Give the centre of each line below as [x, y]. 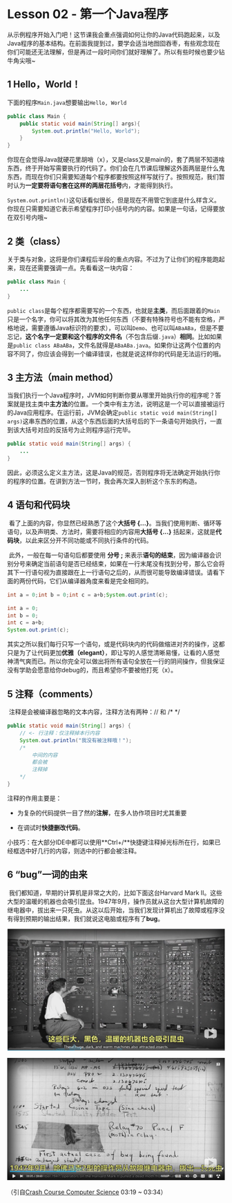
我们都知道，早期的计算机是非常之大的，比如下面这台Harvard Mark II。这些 [116, 893]
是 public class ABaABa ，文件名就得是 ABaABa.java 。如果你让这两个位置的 [111, 345]
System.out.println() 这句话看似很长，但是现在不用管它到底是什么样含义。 [114, 200]
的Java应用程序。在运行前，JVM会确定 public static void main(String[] [112, 413]
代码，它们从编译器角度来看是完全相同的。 [91, 580]
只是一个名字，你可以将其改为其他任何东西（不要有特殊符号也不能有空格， [113, 319]
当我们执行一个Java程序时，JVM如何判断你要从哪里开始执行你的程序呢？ [111, 395]
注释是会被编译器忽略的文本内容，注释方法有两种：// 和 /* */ [94, 712]
